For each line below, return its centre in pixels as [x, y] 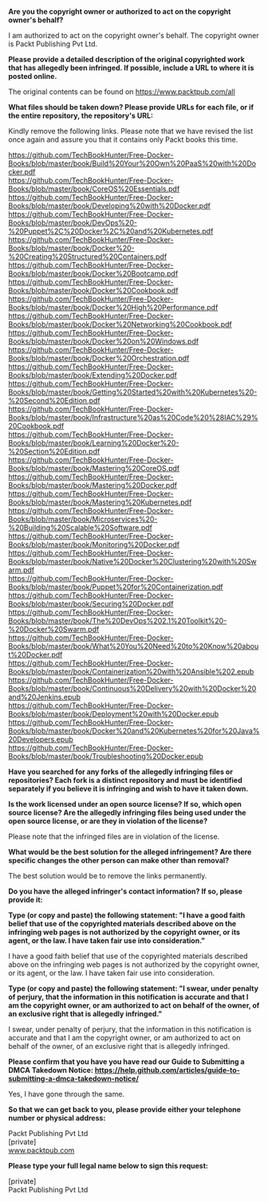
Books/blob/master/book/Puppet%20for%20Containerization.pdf [116, 587]
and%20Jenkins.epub [45, 697]
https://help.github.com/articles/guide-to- [167, 1070]
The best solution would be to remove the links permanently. [108, 876]
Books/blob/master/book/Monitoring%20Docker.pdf [94, 544]
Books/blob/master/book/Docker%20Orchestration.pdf [99, 358]
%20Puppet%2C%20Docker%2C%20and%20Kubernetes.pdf [111, 231]
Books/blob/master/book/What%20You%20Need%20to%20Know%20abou [134, 646]
